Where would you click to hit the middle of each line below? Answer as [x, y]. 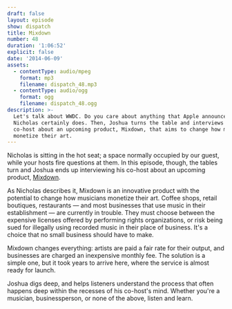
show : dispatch [29, 26]
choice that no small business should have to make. [80, 235]
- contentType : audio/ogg [51, 91]
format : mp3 [37, 78]
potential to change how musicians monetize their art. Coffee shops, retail [112, 198]
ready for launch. [32, 270]
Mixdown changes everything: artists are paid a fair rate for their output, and [116, 248]
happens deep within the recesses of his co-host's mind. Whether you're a [114, 291]
